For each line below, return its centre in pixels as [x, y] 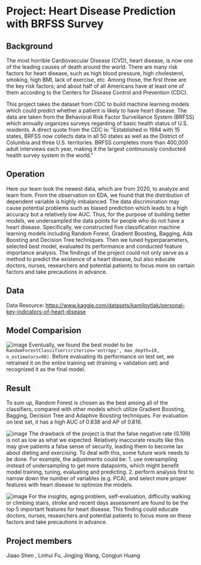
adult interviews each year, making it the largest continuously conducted [96, 149]
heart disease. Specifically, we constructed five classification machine [93, 227]
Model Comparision [44, 331]
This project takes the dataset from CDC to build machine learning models [98, 104]
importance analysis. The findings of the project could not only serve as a [97, 252]
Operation [25, 174]
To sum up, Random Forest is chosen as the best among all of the [87, 403]
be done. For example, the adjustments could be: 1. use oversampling [92, 459]
